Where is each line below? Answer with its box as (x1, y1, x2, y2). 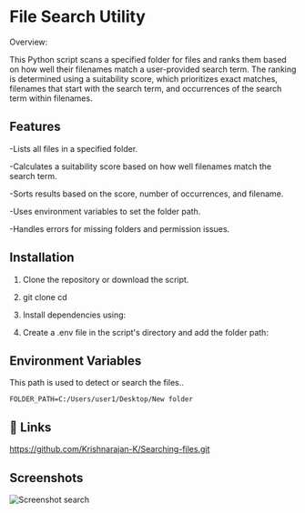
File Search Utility (9, 6, 146, 27)
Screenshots (9, 470, 84, 486)
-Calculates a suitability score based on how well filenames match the (9, 161, 272, 172)
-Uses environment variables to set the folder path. (9, 206, 201, 216)
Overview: (9, 36, 48, 47)
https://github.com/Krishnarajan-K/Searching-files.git (9, 444, 210, 455)
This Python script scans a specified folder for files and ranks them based (9, 54, 287, 65)
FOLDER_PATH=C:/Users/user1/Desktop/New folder (9, 395, 194, 404)
